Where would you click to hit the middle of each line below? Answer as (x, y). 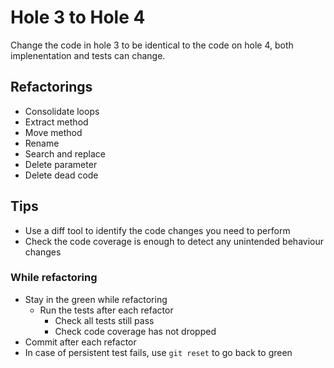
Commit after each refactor (80, 342)
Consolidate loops (62, 111)
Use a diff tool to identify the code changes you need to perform (157, 230)
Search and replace (65, 153)
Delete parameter (61, 164)
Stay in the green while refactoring (96, 299)
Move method (53, 132)
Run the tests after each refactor (106, 310)
